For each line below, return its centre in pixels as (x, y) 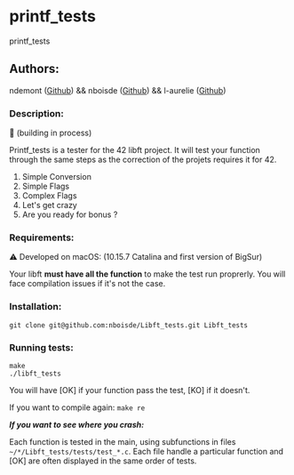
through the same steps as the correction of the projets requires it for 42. (143, 160)
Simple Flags (45, 186)
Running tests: (41, 347)
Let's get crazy (49, 205)
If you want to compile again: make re (77, 407)
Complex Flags (49, 196)
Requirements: (42, 237)
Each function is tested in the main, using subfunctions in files (123, 441)
